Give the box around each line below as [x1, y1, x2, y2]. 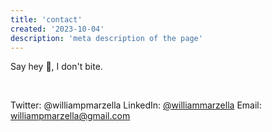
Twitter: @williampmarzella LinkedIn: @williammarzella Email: [10, 99, 262, 111]
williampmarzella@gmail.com [10, 110, 131, 122]
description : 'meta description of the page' [10, 33, 203, 43]
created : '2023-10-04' [10, 24, 105, 34]
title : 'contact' [10, 14, 83, 25]
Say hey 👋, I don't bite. [10, 61, 103, 73]
